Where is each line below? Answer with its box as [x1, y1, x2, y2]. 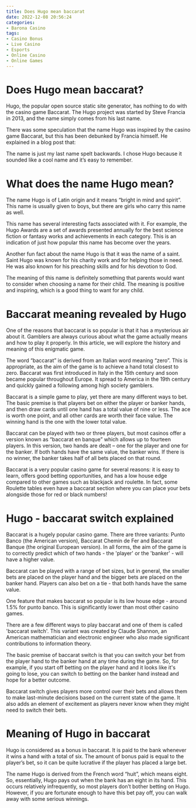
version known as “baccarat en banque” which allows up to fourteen [6, 436, 171, 443]
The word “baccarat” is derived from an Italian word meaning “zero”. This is [6, 357, 188, 364]
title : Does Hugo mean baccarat [6, 8, 85, 15]
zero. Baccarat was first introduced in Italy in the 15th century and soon [6, 370, 178, 377]
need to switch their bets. [6, 706, 67, 714]
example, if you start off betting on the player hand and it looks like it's [6, 664, 176, 671]
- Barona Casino [6, 25, 46, 31]
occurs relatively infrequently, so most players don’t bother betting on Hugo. [6, 783, 190, 790]
